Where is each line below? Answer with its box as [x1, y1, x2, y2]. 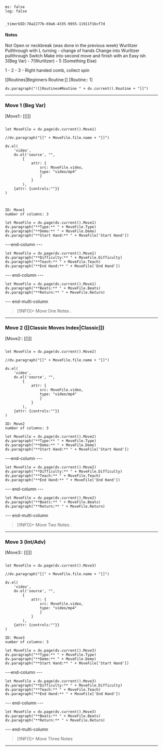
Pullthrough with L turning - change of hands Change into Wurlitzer [5, 48, 140, 53]
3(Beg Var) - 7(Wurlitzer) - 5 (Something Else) [5, 58, 97, 64]
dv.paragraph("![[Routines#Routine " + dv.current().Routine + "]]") [5, 86, 149, 91]
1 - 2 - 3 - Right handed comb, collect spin [5, 67, 90, 73]
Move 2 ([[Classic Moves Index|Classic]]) [5, 324, 105, 331]
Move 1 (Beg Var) [5, 102, 46, 109]
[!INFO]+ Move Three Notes [16, 736, 73, 742]
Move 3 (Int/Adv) [5, 538, 46, 545]
